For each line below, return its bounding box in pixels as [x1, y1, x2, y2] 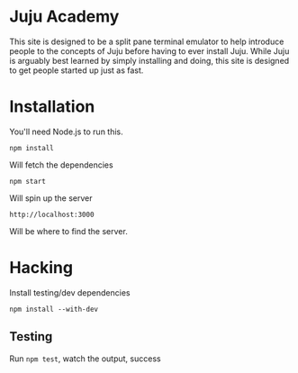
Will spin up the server [9, 192, 93, 204]
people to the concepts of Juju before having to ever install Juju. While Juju [9, 45, 290, 56]
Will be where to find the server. [9, 225, 128, 236]
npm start [9, 177, 47, 186]
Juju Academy [9, 6, 120, 27]
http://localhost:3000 [9, 210, 95, 219]
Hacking [9, 258, 74, 278]
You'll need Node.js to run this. [9, 126, 123, 137]
